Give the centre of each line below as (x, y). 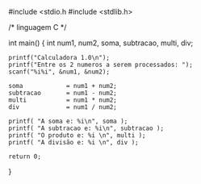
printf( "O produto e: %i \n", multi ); (77, 136)
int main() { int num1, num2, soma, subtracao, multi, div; (101, 43)
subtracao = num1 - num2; (63, 93)
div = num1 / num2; (63, 107)
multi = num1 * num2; (63, 100)
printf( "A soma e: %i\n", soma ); (68, 121)
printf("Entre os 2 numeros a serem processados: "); (101, 65)
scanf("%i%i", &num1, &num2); (59, 72)
